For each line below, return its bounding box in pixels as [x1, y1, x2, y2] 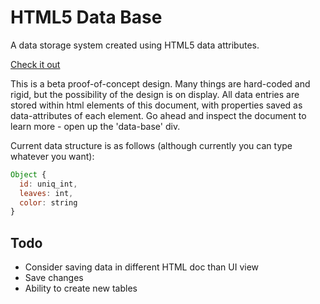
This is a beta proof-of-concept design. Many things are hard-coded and [10, 77, 311, 90]
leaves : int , [19, 188, 74, 198]
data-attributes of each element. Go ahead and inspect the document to [10, 109, 307, 121]
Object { [10, 169, 47, 180]
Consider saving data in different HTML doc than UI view [24, 261, 260, 273]
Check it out [10, 58, 61, 70]
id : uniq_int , [19, 179, 78, 189]
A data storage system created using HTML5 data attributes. [10, 39, 260, 51]
